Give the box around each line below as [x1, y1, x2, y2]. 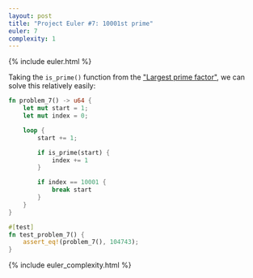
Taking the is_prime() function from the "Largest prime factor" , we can [8, 72, 245, 82]
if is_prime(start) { [37, 148, 111, 156]
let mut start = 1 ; [23, 105, 89, 113]
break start [51, 186, 92, 195]
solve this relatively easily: [8, 81, 96, 91]
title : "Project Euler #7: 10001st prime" [8, 19, 154, 28]
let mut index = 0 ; [23, 112, 89, 120]
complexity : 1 [8, 34, 57, 43]
